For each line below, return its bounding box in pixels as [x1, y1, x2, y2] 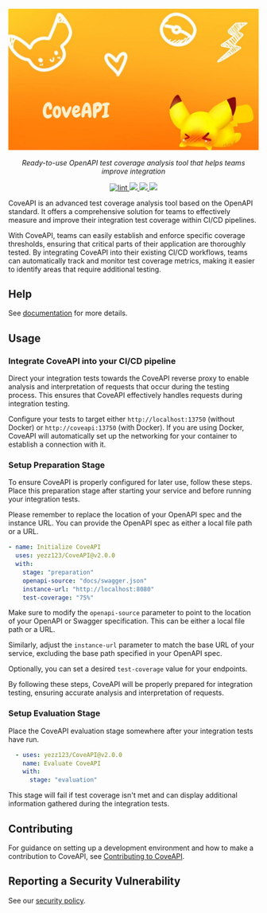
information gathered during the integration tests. [8, 799, 170, 809]
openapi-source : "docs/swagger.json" [22, 576, 148, 585]
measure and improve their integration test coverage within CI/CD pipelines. [8, 215, 257, 224]
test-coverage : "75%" [22, 594, 94, 602]
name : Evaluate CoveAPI [22, 759, 102, 767]
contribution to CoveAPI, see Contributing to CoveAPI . [8, 852, 185, 861]
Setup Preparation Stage [8, 459, 106, 470]
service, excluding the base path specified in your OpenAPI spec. [8, 649, 222, 658]
